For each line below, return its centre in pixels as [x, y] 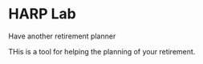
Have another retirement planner [62, 36]
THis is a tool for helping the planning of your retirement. [102, 51]
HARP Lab [42, 14]
